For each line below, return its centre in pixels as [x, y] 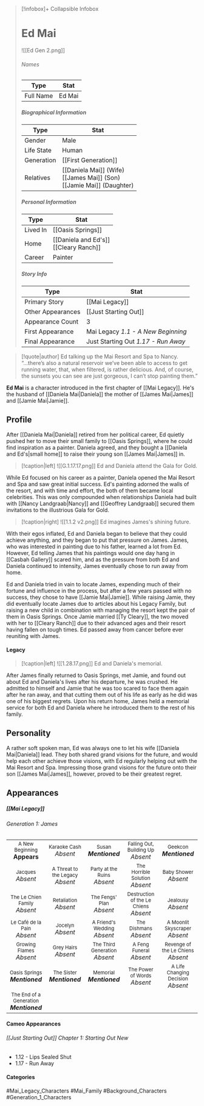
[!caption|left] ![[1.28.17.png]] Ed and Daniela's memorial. [92, 664]
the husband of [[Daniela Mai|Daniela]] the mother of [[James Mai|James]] [100, 394]
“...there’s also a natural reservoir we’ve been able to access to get [104, 363]
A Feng [141, 944]
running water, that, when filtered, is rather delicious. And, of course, [107, 370]
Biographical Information [54, 112]
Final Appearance [49, 342]
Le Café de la [26, 922]
